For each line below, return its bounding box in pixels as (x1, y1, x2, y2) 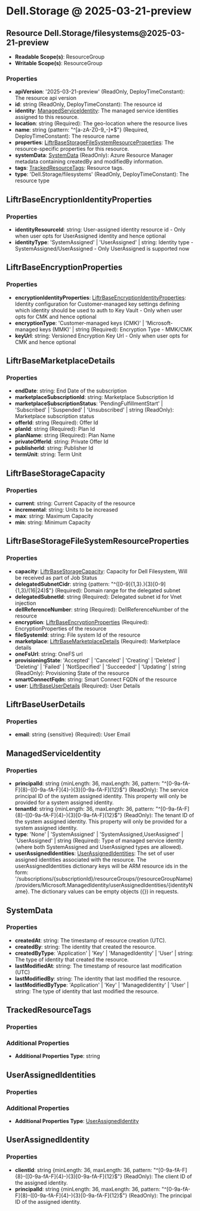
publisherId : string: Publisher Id (14, 445, 94, 452)
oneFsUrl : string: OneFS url (14, 650, 83, 658)
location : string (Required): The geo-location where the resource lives (14, 120, 188, 127)
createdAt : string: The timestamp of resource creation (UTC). (14, 936, 167, 944)
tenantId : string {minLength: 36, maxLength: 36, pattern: (14, 805, 155, 813)
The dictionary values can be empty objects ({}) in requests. (30, 888, 179, 895)
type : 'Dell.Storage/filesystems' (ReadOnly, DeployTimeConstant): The (14, 171, 189, 178)
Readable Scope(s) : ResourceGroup (14, 53, 105, 60)
